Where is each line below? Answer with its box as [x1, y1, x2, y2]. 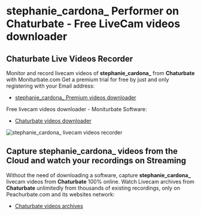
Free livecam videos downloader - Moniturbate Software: [6, 106, 147, 112]
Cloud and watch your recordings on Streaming [6, 156, 187, 166]
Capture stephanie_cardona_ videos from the [6, 146, 178, 157]
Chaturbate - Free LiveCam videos [6, 17, 181, 31]
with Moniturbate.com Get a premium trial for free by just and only [6, 76, 169, 83]
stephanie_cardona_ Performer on [6, 4, 179, 18]
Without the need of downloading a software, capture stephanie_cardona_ [6, 171, 191, 178]
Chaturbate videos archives [14, 202, 84, 210]
